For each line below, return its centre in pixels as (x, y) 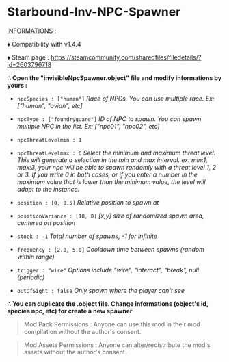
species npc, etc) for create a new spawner (70, 311)
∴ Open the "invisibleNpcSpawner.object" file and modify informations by (114, 78)
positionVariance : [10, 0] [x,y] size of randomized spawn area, (110, 216)
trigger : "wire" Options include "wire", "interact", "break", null (108, 270)
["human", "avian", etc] (50, 105)
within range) (36, 257)
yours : (17, 85)
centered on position (46, 222)
